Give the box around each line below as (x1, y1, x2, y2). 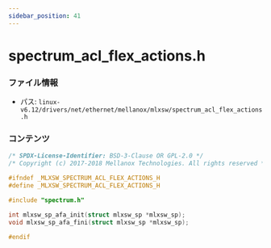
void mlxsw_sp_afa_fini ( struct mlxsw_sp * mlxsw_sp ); (8, 218, 190, 226)
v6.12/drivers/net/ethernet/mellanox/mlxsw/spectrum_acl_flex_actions (19, 106, 263, 114)
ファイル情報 (8, 77, 59, 88)
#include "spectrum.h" (8, 195, 85, 204)
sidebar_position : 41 (8, 11, 81, 20)
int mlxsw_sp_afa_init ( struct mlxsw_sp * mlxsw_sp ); (8, 211, 186, 219)
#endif (8, 233, 31, 241)
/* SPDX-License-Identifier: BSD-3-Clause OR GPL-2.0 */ (8, 152, 204, 160)
